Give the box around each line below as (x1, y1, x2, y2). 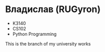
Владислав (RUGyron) (5, 4, 101, 15)
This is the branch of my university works (5, 40, 91, 46)
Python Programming (12, 31, 57, 37)
